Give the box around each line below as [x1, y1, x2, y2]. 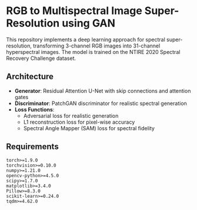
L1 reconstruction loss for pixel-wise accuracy [23, 118, 135, 126]
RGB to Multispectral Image [6, 4, 142, 18]
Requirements [6, 142, 59, 152]
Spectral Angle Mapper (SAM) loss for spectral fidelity [23, 124, 155, 131]
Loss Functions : [14, 106, 55, 113]
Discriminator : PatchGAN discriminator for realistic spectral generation [14, 100, 187, 107]
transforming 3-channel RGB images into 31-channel [33, 42, 161, 49]
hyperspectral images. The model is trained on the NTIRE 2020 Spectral [6, 48, 181, 55]
